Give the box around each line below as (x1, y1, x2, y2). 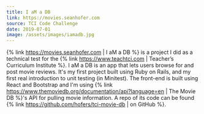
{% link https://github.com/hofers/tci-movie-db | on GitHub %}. (6, 101, 167, 108)
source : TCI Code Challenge (6, 20, 78, 26)
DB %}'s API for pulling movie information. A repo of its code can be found (6, 94, 195, 102)
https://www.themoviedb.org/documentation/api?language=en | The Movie (6, 88, 196, 95)
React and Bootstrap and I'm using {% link (6, 81, 113, 89)
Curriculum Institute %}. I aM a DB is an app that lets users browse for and (6, 62, 194, 69)
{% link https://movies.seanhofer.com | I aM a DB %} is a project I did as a (6, 48, 193, 56)
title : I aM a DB (6, 9, 51, 15)
